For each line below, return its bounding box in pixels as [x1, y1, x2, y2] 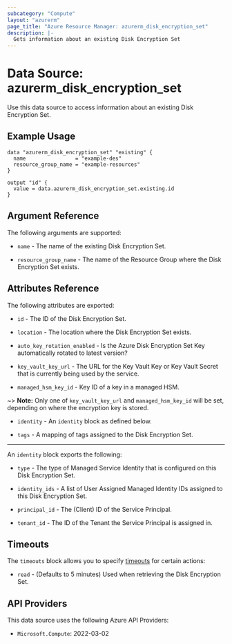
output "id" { [7, 179, 48, 186]
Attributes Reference [7, 283, 99, 295]
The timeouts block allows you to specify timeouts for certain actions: [7, 557, 206, 565]
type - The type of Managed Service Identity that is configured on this [17, 463, 217, 472]
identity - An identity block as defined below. [17, 416, 152, 425]
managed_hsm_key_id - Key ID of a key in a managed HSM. [17, 383, 180, 391]
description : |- [7, 29, 54, 37]
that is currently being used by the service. [17, 369, 139, 378]
